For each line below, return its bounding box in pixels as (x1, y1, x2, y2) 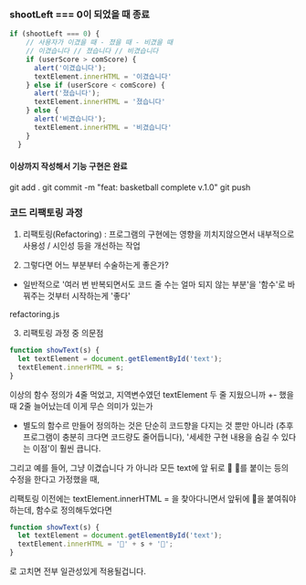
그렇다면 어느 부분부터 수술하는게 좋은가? (22, 260, 169, 271)
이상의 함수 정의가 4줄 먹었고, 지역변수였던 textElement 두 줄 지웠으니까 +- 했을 (9, 388, 294, 399)
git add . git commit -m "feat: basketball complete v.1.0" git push (9, 181, 251, 193)
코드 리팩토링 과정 (9, 206, 84, 218)
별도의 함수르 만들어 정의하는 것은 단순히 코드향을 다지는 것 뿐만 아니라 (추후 (22, 420, 294, 431)
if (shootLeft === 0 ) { (9, 29, 100, 38)
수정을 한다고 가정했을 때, (9, 473, 100, 484)
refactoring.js (9, 309, 60, 320)
